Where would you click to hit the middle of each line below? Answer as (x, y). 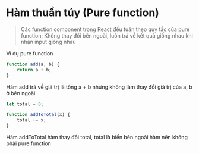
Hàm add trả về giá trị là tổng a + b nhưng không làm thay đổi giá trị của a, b (99, 87)
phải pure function (29, 143)
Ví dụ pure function (30, 53)
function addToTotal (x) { (38, 115)
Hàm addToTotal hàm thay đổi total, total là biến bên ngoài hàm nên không (97, 138)
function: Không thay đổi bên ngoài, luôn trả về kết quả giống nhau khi (107, 35)
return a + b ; (34, 70)
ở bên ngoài (21, 93)
